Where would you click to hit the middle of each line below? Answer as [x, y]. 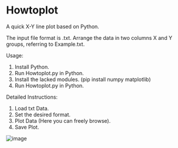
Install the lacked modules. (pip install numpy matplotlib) [83, 79]
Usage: [15, 55]
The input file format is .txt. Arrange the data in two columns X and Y [89, 38]
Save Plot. [27, 127]
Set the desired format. [43, 115]
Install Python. [32, 67]
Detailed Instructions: [32, 97]
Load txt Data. [32, 108]
